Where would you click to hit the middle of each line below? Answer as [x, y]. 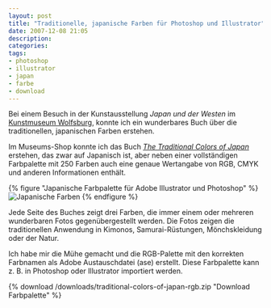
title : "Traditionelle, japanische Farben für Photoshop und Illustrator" [137, 23]
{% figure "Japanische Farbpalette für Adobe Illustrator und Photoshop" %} [133, 188]
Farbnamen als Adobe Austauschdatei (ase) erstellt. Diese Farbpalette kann [134, 263]
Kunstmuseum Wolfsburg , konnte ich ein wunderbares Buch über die [123, 123]
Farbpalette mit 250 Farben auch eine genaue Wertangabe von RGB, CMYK [133, 164]
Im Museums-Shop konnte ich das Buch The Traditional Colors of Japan [129, 147]
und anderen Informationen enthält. [67, 173]
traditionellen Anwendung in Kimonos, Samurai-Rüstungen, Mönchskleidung [135, 230]
